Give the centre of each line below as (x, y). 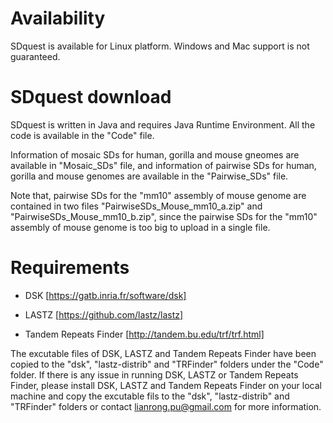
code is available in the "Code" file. (82, 135)
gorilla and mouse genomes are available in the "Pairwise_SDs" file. (149, 176)
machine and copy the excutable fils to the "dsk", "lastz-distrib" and (150, 396)
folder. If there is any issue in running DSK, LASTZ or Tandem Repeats (154, 374)
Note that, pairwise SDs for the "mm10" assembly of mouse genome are (158, 195)
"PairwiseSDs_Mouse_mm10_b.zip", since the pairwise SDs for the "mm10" (164, 216)
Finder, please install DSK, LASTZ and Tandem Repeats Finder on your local (166, 385)
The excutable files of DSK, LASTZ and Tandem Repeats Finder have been (163, 353)
